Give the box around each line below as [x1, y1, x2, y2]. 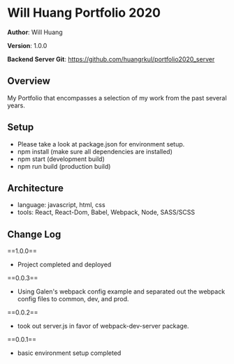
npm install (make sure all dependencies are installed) [17, 147, 173, 156]
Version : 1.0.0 [7, 41, 47, 50]
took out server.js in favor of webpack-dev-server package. [17, 322, 189, 331]
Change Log [7, 228, 61, 240]
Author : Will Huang [7, 28, 63, 36]
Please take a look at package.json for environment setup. [17, 139, 185, 148]
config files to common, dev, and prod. [17, 295, 129, 303]
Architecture [7, 182, 64, 194]
